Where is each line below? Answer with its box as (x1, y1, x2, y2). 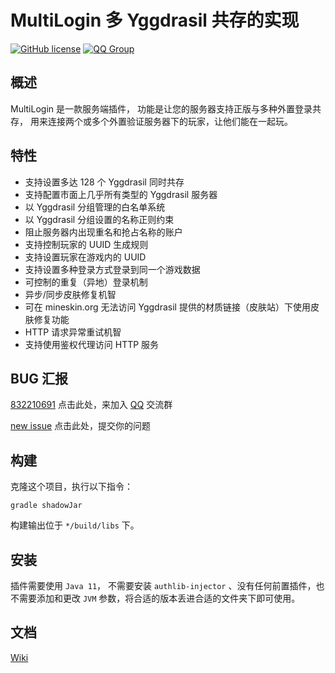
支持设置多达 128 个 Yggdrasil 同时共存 (24, 176, 185, 188)
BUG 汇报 (10, 370, 68, 387)
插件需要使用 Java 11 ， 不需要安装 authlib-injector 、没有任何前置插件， (10, 580, 317, 591)
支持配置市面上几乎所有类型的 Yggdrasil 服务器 (24, 188, 218, 200)
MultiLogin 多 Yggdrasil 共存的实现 (10, 9, 300, 32)
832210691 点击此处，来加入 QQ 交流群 (10, 399, 173, 411)
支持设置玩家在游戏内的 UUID (24, 251, 147, 263)
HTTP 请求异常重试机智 (24, 326, 122, 338)
